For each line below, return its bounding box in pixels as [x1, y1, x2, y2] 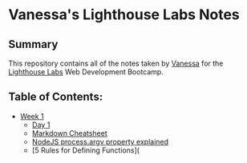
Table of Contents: [8, 90, 103, 104]
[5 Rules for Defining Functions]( [31, 145, 140, 155]
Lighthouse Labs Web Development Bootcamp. [8, 67, 164, 77]
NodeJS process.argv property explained [31, 137, 169, 146]
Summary [8, 38, 59, 51]
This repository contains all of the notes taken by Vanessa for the [8, 58, 224, 68]
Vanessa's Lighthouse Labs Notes [8, 6, 241, 24]
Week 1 [19, 111, 44, 121]
